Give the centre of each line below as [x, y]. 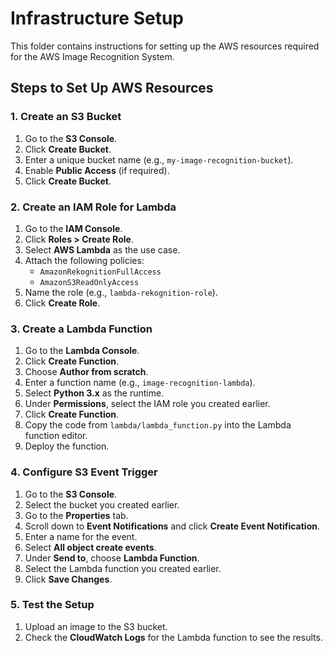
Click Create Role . [62, 303]
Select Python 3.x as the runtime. [94, 393]
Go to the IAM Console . [73, 228]
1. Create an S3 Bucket [66, 117]
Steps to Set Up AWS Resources [112, 88]
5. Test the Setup [52, 605]
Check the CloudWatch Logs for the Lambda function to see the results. [173, 637]
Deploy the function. [67, 446]
